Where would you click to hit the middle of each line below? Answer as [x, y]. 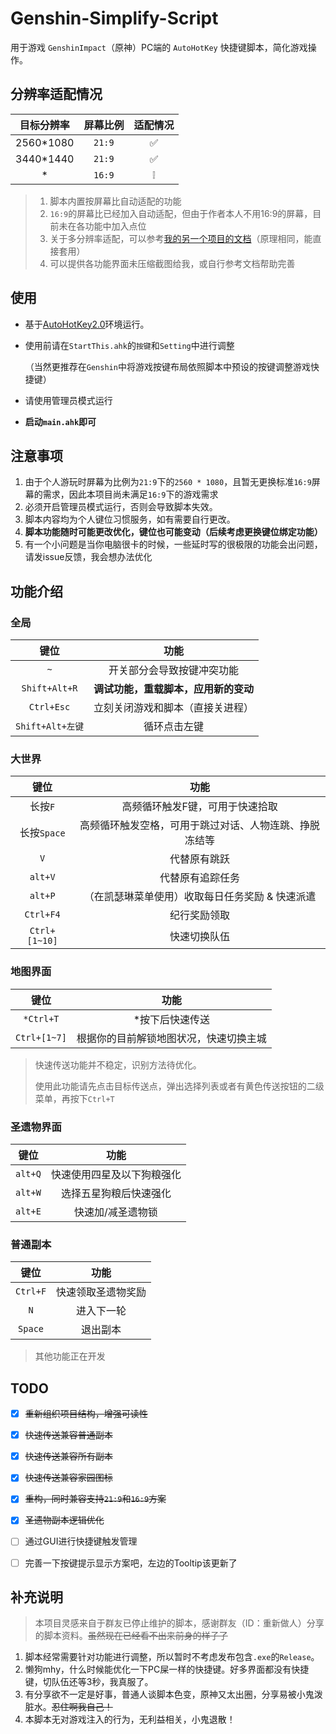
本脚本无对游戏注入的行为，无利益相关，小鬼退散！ [130, 1719]
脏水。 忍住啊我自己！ [68, 1707]
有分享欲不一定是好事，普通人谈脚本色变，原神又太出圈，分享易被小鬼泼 [173, 1694]
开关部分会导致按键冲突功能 [174, 670]
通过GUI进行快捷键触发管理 [81, 1541]
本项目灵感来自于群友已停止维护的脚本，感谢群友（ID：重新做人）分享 [179, 1623]
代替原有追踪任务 [200, 878]
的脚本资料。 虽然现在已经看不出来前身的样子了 [131, 1636]
